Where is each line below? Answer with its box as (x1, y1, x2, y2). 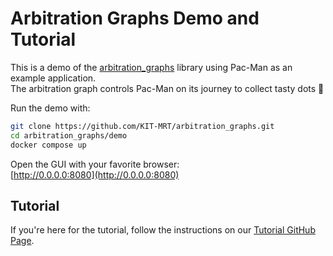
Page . (10, 235, 35, 247)
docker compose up (10, 140, 87, 150)
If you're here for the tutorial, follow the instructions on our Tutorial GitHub (10, 224, 316, 236)
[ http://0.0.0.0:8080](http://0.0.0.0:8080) (10, 168, 180, 181)
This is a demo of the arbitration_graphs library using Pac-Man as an (10, 61, 293, 73)
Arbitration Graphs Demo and (10, 7, 260, 30)
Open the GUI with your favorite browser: (10, 158, 180, 170)
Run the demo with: (10, 102, 91, 114)
